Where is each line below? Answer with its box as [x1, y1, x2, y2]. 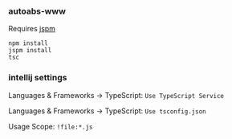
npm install [8, 39, 48, 47]
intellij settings [8, 72, 67, 84]
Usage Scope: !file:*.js [8, 121, 94, 131]
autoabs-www [8, 6, 67, 17]
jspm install [8, 47, 52, 55]
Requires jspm [8, 24, 56, 34]
